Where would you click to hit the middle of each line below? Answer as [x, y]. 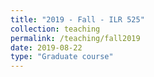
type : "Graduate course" [62, 57]
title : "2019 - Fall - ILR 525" [77, 19]
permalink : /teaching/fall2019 [75, 38]
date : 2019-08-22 [46, 47]
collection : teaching [55, 29]
